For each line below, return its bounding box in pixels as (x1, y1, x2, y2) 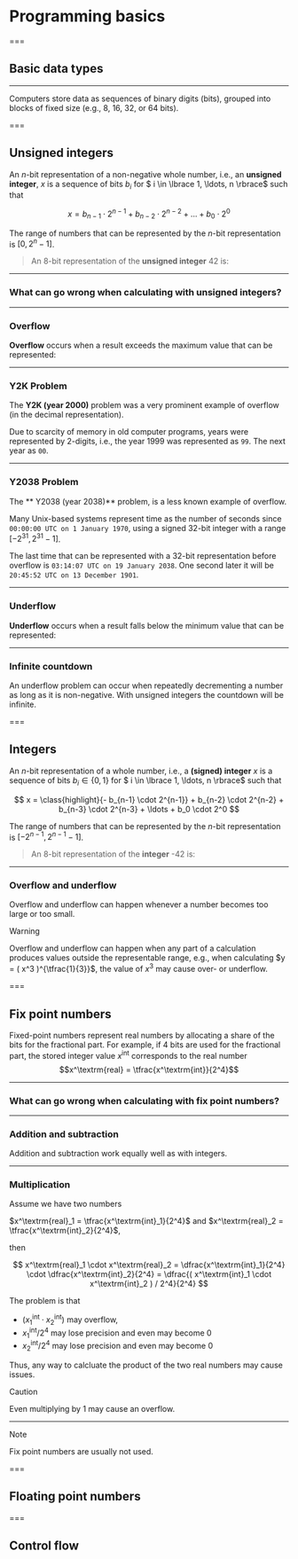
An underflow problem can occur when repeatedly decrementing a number (9, 680, 284, 691)
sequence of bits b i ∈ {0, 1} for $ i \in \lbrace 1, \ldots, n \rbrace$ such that (9, 774, 282, 787)
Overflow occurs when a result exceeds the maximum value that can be (9, 340, 273, 351)
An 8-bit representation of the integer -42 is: (30, 849, 196, 859)
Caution (9, 1386, 38, 1397)
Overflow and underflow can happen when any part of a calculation (9, 943, 256, 954)
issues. (9, 1368, 35, 1380)
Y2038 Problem (9, 476, 79, 489)
